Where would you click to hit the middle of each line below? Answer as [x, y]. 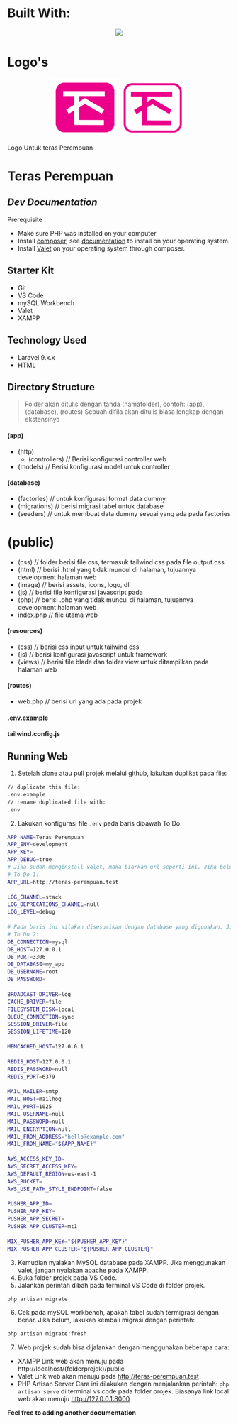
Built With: [39, 13]
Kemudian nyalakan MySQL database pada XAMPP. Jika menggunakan [121, 1262]
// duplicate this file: [44, 787]
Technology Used [47, 340]
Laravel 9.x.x [36, 357]
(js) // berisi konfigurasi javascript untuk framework [92, 654]
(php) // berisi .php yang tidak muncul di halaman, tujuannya [105, 599]
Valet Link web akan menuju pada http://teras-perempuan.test [108, 1376]
